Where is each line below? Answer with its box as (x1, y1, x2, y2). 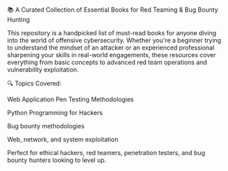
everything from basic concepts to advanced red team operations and (7, 58, 207, 66)
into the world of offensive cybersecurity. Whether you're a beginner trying (7, 37, 222, 44)
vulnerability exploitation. (7, 66, 79, 74)
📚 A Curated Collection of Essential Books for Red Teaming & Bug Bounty (7, 6, 218, 14)
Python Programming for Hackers (7, 109, 103, 117)
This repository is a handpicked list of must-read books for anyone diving (7, 29, 217, 37)
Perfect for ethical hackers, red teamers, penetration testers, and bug (7, 149, 206, 157)
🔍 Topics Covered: (7, 79, 62, 88)
